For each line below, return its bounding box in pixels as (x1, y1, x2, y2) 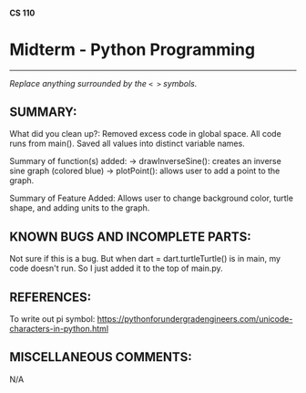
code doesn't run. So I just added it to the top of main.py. (9, 263, 223, 274)
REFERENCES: (9, 289, 92, 305)
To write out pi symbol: (9, 313, 96, 324)
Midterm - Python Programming (9, 39, 256, 59)
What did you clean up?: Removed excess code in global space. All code (9, 129, 282, 140)
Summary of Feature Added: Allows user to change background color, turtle (9, 192, 294, 204)
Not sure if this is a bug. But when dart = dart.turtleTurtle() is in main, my (9, 253, 280, 264)
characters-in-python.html (9, 323, 109, 334)
